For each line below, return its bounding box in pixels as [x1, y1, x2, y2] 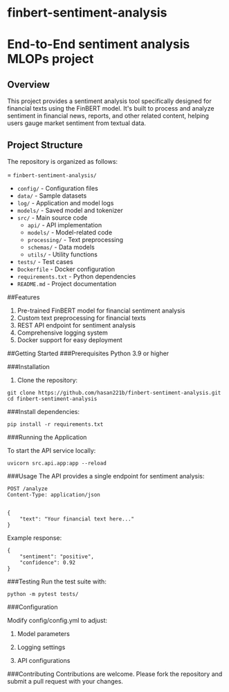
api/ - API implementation [27, 221, 102, 229]
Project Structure [7, 139, 83, 151]
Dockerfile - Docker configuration [17, 265, 116, 273]
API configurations [17, 657, 71, 664]
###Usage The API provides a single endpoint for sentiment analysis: [7, 472, 205, 480]
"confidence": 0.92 [19, 559, 76, 566]
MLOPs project [7, 51, 94, 67]
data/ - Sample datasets [17, 191, 87, 200]
